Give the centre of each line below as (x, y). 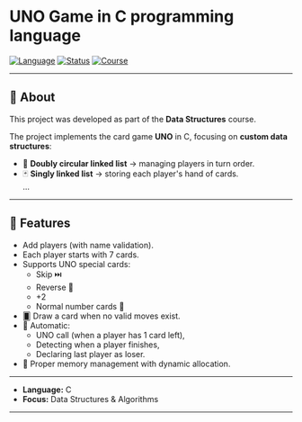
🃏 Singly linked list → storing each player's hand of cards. (130, 174)
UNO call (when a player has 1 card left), (111, 335)
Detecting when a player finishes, (98, 345)
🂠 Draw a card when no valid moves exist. (102, 316)
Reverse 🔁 (54, 287)
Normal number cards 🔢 (80, 306)
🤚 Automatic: (46, 325)
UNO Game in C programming (122, 17)
